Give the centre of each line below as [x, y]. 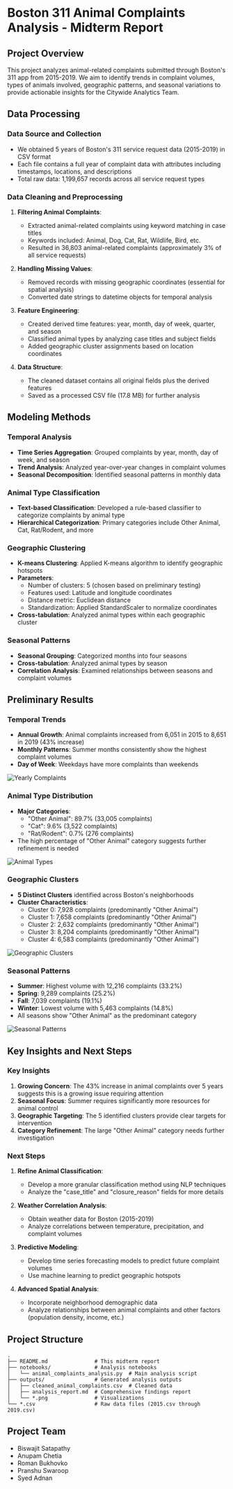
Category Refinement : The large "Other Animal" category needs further [121, 1130]
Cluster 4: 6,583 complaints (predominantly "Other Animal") [113, 939]
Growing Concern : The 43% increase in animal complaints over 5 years [120, 1086]
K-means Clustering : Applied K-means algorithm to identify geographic [120, 563]
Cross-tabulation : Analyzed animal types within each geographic [111, 615]
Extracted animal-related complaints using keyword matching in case [127, 225]
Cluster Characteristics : [53, 902]
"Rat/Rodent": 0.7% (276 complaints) [81, 833]
